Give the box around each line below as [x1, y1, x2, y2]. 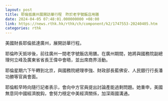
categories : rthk [5, 26, 41, 31]
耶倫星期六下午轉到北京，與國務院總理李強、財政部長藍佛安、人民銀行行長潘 [5, 68, 163, 74]
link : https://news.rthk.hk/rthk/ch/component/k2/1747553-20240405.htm [5, 21, 157, 26]
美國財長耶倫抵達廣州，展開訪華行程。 [5, 40, 84, 46]
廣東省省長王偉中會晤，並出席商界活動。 [26, 57, 110, 63]
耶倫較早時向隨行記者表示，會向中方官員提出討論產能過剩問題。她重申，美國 [5, 84, 163, 90]
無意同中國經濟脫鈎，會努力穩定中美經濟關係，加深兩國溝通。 [5, 91, 132, 97]
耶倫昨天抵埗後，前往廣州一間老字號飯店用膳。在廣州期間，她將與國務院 [5, 51, 154, 57]
